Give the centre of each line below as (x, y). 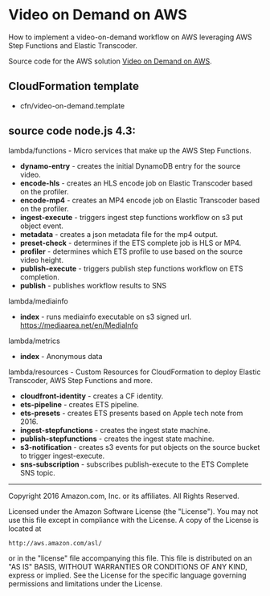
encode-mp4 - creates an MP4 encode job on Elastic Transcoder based (139, 200)
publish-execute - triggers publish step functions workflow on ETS (131, 268)
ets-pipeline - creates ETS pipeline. (79, 404)
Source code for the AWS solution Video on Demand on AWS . (110, 61)
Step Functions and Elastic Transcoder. (73, 45)
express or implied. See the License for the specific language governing (127, 575)
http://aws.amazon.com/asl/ (55, 543)
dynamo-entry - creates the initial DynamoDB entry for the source (130, 165)
